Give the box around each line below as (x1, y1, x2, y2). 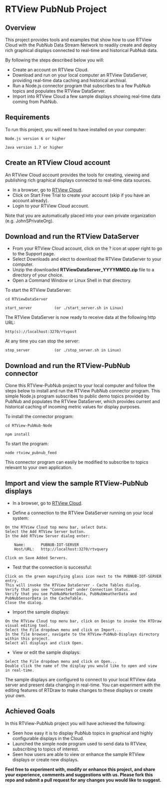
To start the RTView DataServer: (5, 287, 71, 293)
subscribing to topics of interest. (12, 746, 79, 752)
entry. (5, 578, 19, 584)
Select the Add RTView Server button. (5, 529, 86, 534)
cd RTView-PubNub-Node (5, 423, 52, 429)
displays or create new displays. (12, 756, 79, 762)
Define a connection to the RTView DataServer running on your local (12, 510, 154, 516)
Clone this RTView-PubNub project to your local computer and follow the (5, 382, 155, 388)
